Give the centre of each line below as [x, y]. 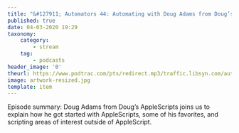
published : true [31, 21]
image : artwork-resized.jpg [49, 80]
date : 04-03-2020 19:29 [43, 27]
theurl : [19, 73]
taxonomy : [22, 34]
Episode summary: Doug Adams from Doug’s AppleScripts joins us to [108, 107]
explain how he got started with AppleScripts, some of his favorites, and [113, 115]
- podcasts [49, 60]
